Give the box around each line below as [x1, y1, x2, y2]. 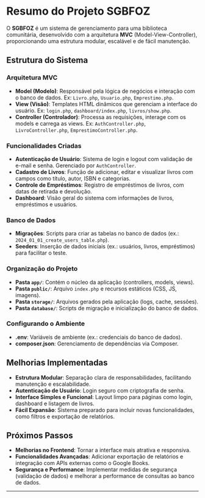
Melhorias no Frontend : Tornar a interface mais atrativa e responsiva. [15, 447, 191, 454]
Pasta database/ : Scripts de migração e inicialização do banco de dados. [15, 304, 198, 312]
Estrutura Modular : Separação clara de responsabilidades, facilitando [15, 374, 192, 381]
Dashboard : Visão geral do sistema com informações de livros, [15, 194, 174, 201]
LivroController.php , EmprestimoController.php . [15, 126, 138, 134]
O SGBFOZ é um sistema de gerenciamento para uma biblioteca [6, 24, 168, 32]
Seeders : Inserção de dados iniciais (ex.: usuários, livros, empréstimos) [15, 243, 195, 250]
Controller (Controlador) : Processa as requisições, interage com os [15, 113, 186, 120]
